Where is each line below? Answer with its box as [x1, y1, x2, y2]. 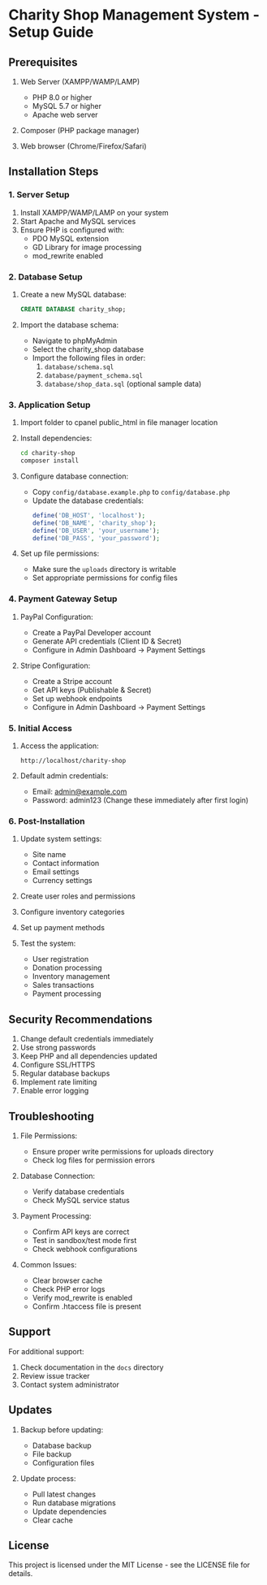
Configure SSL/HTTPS [19, 1060, 96, 1070]
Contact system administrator [19, 1379, 120, 1389]
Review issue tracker [19, 1371, 91, 1380]
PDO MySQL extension [32, 233, 110, 243]
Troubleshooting [8, 1109, 95, 1123]
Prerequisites [8, 55, 78, 69]
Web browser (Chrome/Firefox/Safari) [19, 141, 148, 151]
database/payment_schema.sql [44, 371, 144, 379]
